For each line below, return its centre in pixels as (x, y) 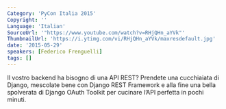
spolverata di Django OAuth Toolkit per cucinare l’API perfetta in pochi (105, 92)
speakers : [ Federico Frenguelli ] (55, 52)
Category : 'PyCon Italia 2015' (52, 13)
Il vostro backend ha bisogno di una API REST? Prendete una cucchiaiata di (113, 77)
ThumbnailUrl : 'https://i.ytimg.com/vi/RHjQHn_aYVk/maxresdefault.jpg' (111, 39)
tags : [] (20, 58)
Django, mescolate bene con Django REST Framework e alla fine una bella (112, 85)
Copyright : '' (27, 20)
